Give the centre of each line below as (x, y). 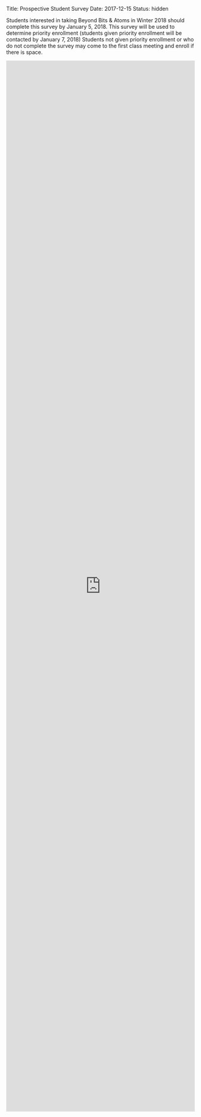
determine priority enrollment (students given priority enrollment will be (94, 33)
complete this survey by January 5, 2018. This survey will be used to (91, 27)
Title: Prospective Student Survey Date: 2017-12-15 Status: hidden (87, 9)
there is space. (25, 52)
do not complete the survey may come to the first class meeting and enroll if (100, 46)
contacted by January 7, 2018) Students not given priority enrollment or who (100, 39)
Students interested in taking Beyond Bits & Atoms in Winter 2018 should (95, 20)
